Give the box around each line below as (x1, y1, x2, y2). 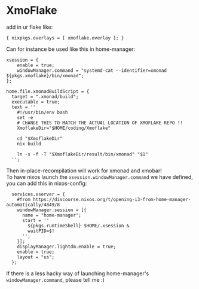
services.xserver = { (11, 191, 66, 197)
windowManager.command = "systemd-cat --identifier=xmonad (17, 67, 167, 74)
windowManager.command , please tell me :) (6, 276, 105, 283)
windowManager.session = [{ (17, 207, 87, 213)
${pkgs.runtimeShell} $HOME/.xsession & (27, 223, 130, 229)
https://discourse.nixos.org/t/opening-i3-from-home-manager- (32, 196, 191, 202)
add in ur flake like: (6, 23, 53, 31)
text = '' (11, 104, 36, 110)
